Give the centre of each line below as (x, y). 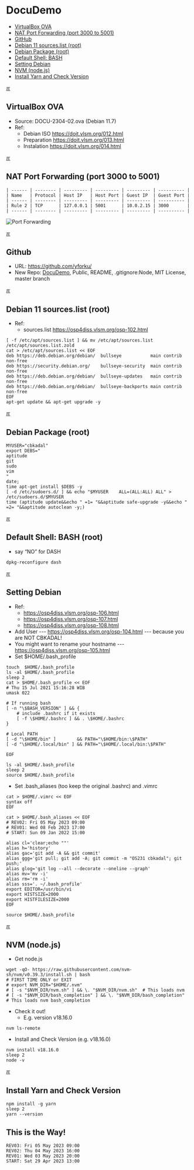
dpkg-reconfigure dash (34, 562)
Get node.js (28, 959)
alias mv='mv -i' (27, 874)
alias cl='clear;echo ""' (38, 843)
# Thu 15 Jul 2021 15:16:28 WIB (45, 687)
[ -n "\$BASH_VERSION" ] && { (43, 708)
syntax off (19, 802)
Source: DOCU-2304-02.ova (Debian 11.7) (65, 121)
